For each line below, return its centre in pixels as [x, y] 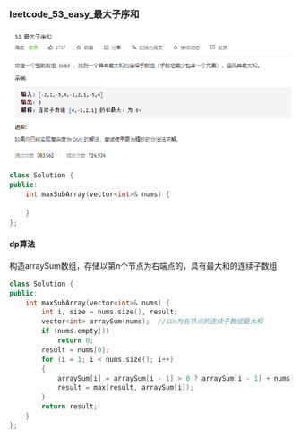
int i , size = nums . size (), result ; [110, 312]
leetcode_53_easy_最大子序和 [74, 13]
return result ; [70, 407]
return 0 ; [75, 341]
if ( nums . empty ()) [76, 331]
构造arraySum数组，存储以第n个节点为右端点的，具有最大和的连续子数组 [143, 265]
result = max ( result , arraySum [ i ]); [125, 388]
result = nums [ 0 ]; [76, 350]
